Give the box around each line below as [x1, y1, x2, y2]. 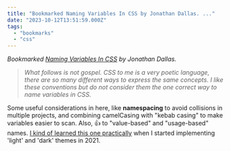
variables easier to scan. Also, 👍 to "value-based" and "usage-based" [7, 119, 209, 127]
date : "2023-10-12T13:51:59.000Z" [7, 17, 107, 24]
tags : [7, 23, 23, 30]
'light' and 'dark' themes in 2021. [7, 136, 100, 145]
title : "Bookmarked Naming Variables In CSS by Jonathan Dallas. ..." [7, 10, 215, 17]
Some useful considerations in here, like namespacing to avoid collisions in [7, 104, 223, 112]
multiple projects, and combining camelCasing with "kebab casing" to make [7, 112, 224, 120]
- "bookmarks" [13, 29, 54, 37]
